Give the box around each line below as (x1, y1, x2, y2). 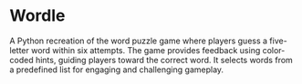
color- (262, 44, 286, 55)
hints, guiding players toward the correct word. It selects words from (35, 54, 294, 65)
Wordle (9, 5, 66, 26)
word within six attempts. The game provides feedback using (30, 44, 261, 55)
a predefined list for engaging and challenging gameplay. (9, 64, 224, 75)
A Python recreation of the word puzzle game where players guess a (9, 35, 267, 46)
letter (9, 44, 30, 55)
